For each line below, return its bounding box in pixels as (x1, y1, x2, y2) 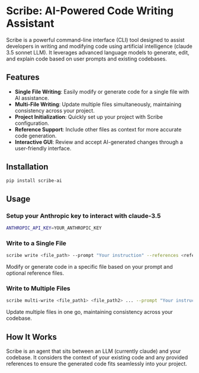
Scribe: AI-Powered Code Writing (6, 4, 174, 18)
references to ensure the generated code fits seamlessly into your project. (6, 360, 188, 368)
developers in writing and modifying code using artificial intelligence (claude (6, 43, 192, 50)
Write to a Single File (6, 239, 67, 247)
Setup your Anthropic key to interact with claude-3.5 (6, 211, 161, 220)
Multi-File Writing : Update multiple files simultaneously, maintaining (14, 101, 182, 108)
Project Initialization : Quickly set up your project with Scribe (14, 113, 163, 120)
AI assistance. (14, 94, 49, 101)
